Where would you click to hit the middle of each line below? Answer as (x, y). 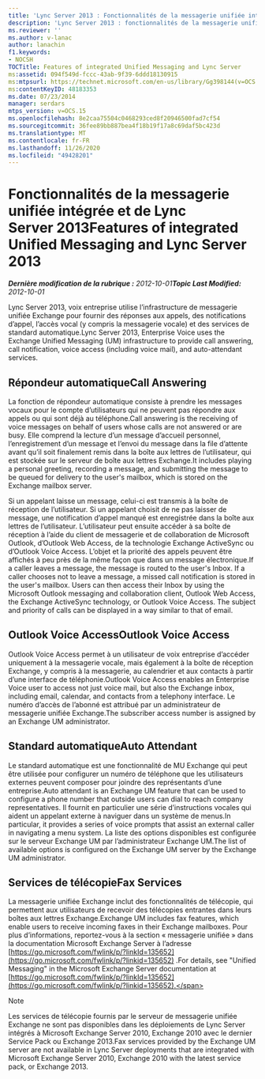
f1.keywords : (30, 52)
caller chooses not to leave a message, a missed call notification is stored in (132, 577)
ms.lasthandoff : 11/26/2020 (54, 148)
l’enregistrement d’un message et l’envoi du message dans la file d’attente (128, 443)
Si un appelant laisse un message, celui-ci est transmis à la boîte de (118, 501)
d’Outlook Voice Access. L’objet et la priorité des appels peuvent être (120, 551)
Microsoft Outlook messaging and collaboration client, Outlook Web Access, (132, 593)
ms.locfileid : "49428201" (50, 155)
